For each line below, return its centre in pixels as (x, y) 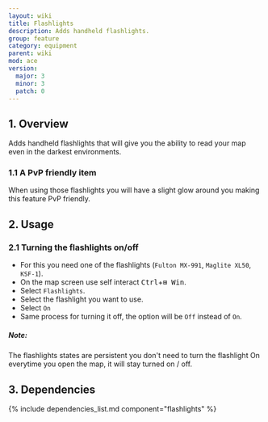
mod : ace (23, 61)
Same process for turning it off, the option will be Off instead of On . (131, 317)
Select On (35, 308)
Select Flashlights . (52, 291)
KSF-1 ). (31, 274)
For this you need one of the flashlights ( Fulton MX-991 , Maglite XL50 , (136, 265)
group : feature (34, 38)
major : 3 (30, 76)
